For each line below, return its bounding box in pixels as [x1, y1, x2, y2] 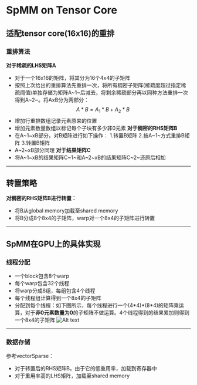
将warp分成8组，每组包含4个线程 [14, 287, 96, 294]
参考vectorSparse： [6, 353, 55, 360]
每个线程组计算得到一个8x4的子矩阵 [14, 295, 101, 302]
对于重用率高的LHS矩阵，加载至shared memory [14, 372, 130, 379]
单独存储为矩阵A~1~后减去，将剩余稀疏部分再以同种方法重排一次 [32, 89, 189, 96]
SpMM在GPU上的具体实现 [6, 239, 101, 249]
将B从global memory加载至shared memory [14, 207, 118, 214]
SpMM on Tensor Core [6, 4, 117, 17]
